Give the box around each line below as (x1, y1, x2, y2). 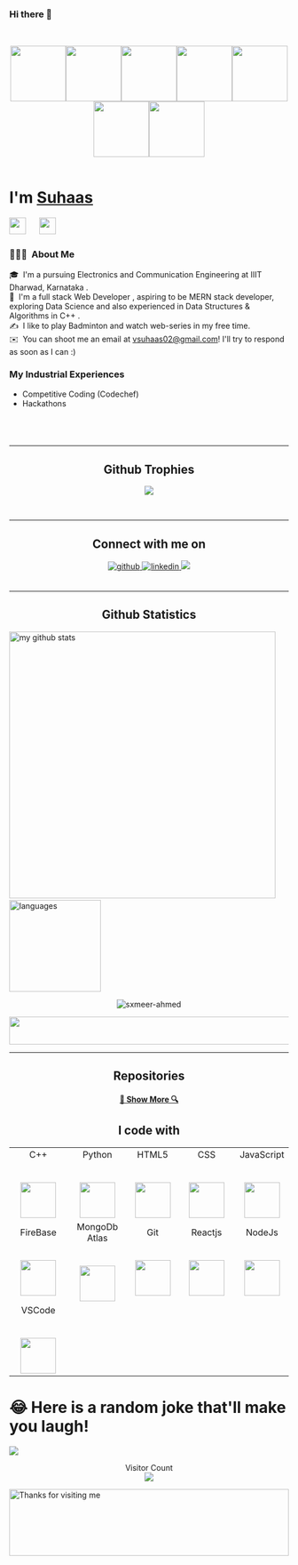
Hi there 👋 (9, 8, 53, 20)
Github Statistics (101, 607, 197, 622)
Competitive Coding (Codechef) (21, 389, 139, 399)
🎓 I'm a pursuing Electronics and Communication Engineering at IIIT (9, 269, 263, 279)
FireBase (20, 1226, 58, 1239)
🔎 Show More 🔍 (119, 1094, 179, 1104)
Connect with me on (91, 536, 207, 551)
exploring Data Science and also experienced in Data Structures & (9, 301, 251, 311)
